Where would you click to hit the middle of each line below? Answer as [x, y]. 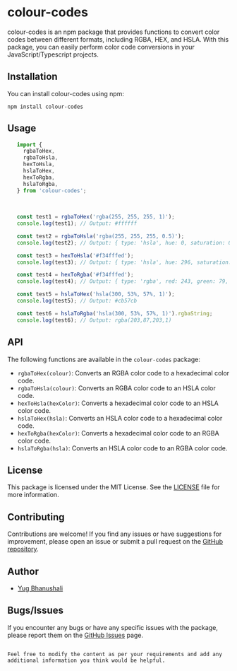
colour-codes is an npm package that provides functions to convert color [114, 32]
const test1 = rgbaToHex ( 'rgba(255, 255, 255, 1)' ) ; [96, 217]
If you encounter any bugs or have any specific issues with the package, [113, 627]
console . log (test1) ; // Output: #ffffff [77, 223]
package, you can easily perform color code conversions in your [101, 47]
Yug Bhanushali [40, 588]
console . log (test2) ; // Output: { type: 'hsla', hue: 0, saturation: [121, 243]
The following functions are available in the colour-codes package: [104, 359]
